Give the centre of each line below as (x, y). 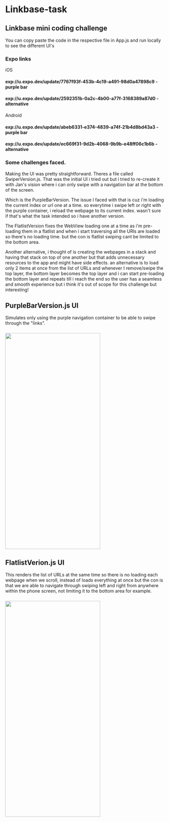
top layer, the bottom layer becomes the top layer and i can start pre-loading (85, 273)
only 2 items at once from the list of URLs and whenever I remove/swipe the (84, 268)
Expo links (18, 58)
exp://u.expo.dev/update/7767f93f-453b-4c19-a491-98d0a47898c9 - (81, 81)
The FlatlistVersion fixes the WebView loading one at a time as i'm (74, 226)
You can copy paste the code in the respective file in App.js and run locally (83, 40)
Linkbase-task (36, 9)
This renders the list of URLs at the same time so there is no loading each (82, 575)
